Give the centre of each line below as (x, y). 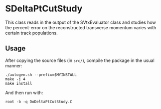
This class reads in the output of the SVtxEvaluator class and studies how (80, 22)
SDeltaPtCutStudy (44, 9)
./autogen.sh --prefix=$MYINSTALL (41, 75)
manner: (14, 65)
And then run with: (24, 93)
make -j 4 (15, 79)
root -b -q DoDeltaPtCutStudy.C (39, 102)
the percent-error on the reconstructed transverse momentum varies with (81, 27)
